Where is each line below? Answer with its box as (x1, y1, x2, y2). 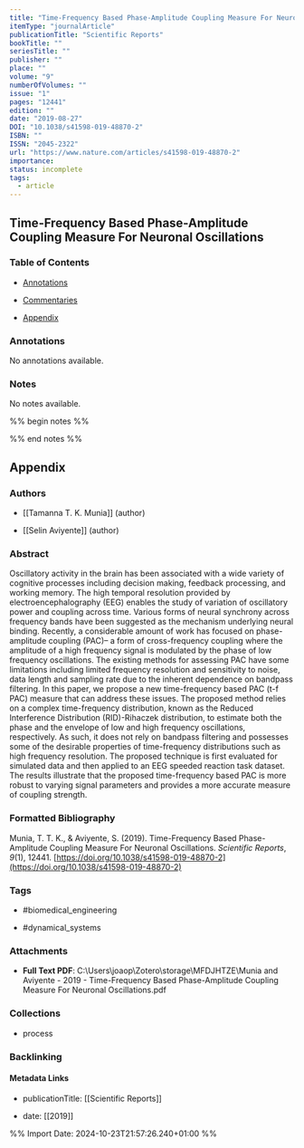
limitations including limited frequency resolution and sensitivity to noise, (9, 665, 280, 675)
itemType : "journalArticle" (9, 22, 116, 31)
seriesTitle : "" (9, 47, 71, 56)
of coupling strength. (9, 789, 88, 800)
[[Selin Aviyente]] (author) (22, 525, 119, 536)
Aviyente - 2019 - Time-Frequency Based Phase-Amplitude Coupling (22, 975, 279, 986)
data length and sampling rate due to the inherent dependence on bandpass (9, 674, 294, 684)
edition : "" (9, 106, 54, 115)
